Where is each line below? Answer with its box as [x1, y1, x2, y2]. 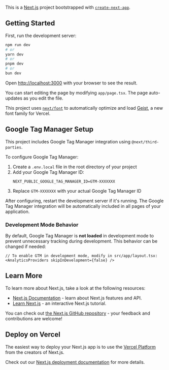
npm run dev [5, 42, 30, 47]
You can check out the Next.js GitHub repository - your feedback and [5, 310, 151, 316]
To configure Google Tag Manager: [5, 153, 79, 160]
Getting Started [5, 19, 55, 27]
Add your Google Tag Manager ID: [12, 169, 85, 175]
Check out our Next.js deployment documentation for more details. [5, 359, 145, 365]
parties [5, 145, 22, 150]
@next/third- [131, 139, 159, 144]
